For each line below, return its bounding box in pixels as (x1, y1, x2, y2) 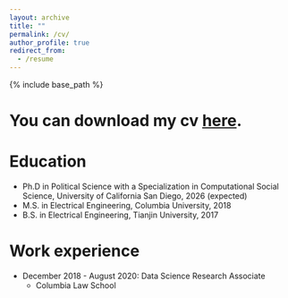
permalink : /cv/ (9, 30, 70, 38)
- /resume (17, 55, 54, 64)
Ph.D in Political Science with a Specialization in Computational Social (21, 181, 279, 192)
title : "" (9, 21, 47, 30)
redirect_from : (9, 47, 66, 55)
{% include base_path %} (9, 80, 104, 89)
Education (9, 151, 87, 172)
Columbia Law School (35, 280, 116, 291)
